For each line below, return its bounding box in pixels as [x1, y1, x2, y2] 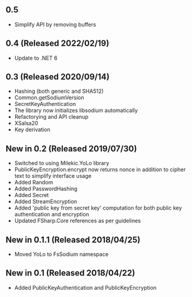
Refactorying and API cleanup [14, 113, 88, 120]
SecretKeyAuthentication [14, 101, 76, 108]
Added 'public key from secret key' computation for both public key [14, 204, 182, 211]
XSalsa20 [14, 120, 39, 127]
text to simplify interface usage [14, 172, 91, 180]
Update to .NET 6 [14, 54, 58, 61]
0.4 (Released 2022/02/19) [5, 39, 110, 49]
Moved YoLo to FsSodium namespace [14, 251, 109, 258]
